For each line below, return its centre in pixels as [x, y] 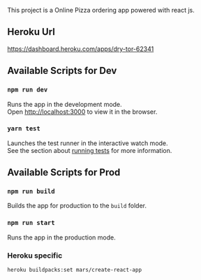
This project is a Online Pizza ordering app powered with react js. [101, 10]
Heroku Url [31, 32]
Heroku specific [35, 256]
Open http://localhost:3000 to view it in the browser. [82, 112]
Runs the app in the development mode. [65, 104]
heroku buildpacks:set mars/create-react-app [74, 270]
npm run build [31, 192]
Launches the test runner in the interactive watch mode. [88, 143]
